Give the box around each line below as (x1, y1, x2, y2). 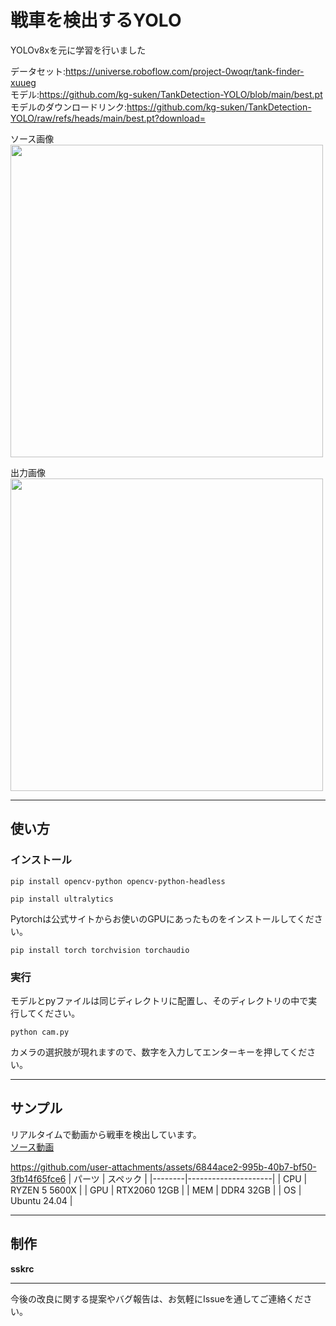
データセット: (10, 65, 67, 77)
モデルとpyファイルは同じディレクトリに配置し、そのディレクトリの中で (10, 994, 309, 1006)
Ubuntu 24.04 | (10, 1194, 73, 1206)
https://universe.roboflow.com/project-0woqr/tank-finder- (65, 65, 305, 77)
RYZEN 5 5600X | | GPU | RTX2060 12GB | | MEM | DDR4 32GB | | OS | (10, 1184, 302, 1196)
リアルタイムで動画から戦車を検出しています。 (10, 1128, 202, 1140)
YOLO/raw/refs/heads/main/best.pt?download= (10, 112, 206, 124)
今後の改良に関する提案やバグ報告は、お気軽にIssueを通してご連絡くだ (10, 1292, 304, 1305)
